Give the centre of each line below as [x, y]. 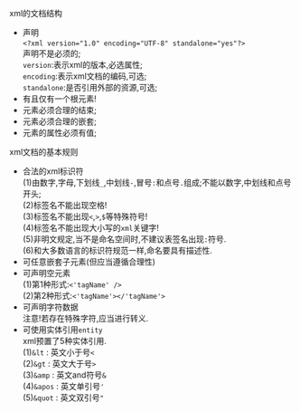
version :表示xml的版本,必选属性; [82, 65]
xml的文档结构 [36, 13]
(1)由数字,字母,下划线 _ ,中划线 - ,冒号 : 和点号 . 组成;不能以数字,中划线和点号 [157, 182]
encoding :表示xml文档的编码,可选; [84, 76]
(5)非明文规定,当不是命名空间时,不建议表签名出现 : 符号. [124, 239]
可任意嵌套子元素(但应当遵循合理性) [89, 262]
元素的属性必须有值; [60, 133]
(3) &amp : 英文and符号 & [64, 375]
